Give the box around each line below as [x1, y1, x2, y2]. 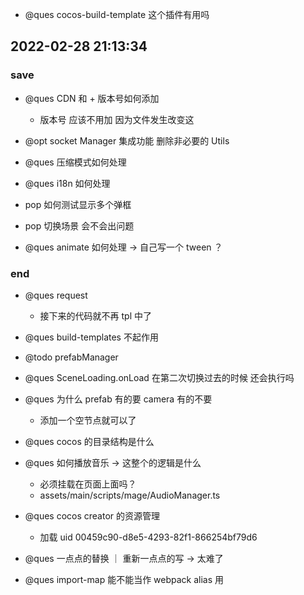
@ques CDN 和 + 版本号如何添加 [24, 92, 160, 104]
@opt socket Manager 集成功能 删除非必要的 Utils [24, 134, 230, 147]
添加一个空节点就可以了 [39, 414, 137, 426]
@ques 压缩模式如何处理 [24, 156, 127, 168]
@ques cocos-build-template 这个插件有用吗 [24, 9, 210, 20]
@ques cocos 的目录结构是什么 [24, 435, 155, 447]
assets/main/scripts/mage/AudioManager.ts [39, 489, 221, 501]
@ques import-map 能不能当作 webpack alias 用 [24, 573, 225, 585]
